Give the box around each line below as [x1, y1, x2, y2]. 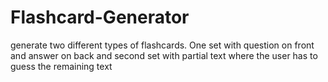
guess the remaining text [10, 60, 113, 72]
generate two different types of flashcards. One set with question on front [10, 39, 315, 51]
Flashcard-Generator [10, 6, 190, 29]
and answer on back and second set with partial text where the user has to [10, 49, 318, 61]
